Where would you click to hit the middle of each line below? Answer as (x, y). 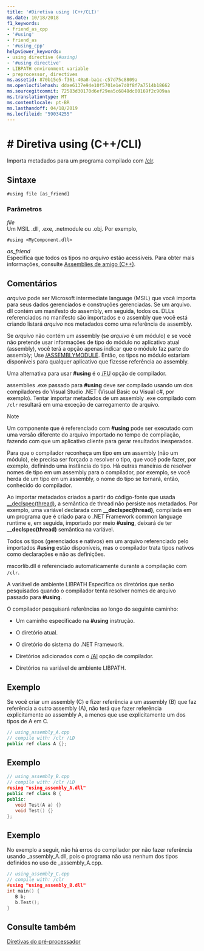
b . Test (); (27, 902)
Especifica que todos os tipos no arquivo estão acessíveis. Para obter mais (101, 258)
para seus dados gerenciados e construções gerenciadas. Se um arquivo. (99, 304)
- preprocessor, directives (42, 74)
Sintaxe (22, 180)
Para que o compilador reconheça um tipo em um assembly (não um (93, 453)
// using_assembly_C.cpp (38, 874)
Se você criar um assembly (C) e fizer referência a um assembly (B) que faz (102, 702)
